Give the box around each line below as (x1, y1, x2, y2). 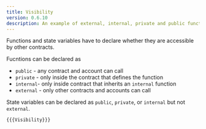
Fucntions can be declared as (6, 56, 82, 63)
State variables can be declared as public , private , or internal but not (6, 98, 186, 106)
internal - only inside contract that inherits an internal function (15, 80, 177, 87)
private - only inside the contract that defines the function (15, 74, 164, 81)
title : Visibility (6, 9, 53, 15)
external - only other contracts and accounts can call (15, 87, 151, 94)
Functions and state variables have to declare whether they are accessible (6, 37, 194, 45)
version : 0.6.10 (6, 15, 48, 21)
